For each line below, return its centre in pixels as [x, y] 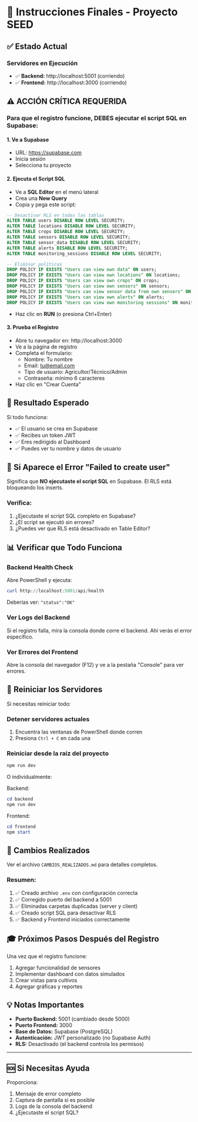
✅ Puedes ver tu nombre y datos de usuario [68, 448]
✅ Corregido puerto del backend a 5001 [63, 899]
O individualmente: [29, 777]
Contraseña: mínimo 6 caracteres [64, 378]
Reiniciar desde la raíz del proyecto [58, 753]
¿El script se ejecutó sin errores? [55, 522]
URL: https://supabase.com [48, 153]
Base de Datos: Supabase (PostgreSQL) [64, 1032]
